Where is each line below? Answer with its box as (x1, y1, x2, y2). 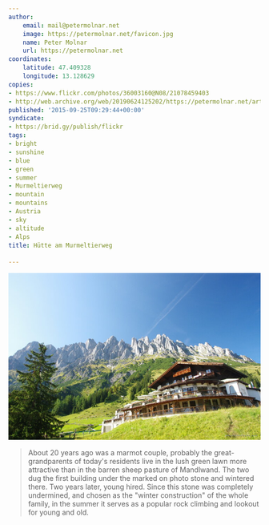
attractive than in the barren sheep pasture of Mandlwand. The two (27, 465, 250, 475)
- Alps (8, 232, 30, 240)
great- (214, 448, 235, 458)
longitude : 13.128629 (22, 72, 94, 80)
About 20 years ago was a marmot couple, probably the (27, 448, 213, 458)
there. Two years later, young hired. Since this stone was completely (27, 482, 254, 492)
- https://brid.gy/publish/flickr (8, 123, 124, 131)
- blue (8, 156, 30, 164)
